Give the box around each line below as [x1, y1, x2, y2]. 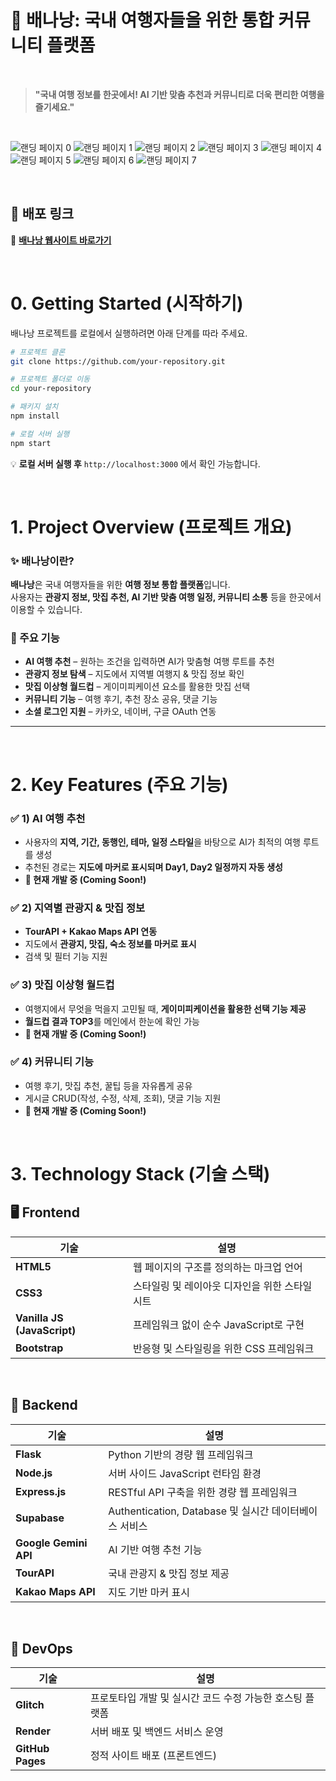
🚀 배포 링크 [10, 206, 75, 223]
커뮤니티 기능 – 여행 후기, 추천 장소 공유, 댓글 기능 [24, 693, 218, 705]
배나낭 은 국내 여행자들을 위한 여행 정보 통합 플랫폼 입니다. [10, 579, 231, 591]
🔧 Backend [10, 1397, 78, 1414]
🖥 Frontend [10, 1204, 80, 1221]
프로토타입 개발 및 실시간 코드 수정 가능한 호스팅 [89, 1691, 303, 1705]
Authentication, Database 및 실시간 [108, 1504, 270, 1518]
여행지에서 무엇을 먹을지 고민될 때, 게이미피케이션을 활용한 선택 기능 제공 [24, 1002, 307, 1015]
